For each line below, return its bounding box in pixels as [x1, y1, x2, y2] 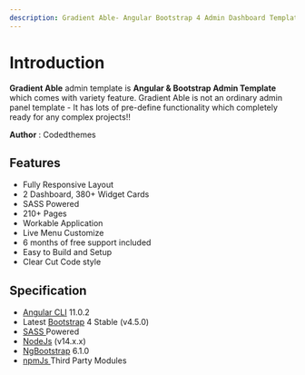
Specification [9, 282, 87, 298]
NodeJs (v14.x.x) [22, 336, 86, 347]
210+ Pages [22, 208, 68, 219]
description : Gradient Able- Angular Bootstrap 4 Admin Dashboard [9, 13, 266, 23]
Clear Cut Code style [22, 256, 102, 268]
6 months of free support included [22, 237, 152, 248]
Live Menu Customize [22, 228, 104, 239]
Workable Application [22, 218, 103, 229]
